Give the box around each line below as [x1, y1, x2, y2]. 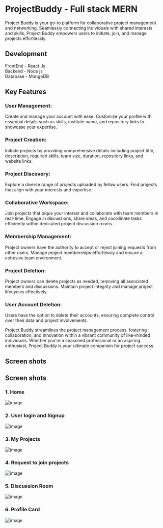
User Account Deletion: [5, 301, 62, 308]
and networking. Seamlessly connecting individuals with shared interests [5, 25, 153, 31]
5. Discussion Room [5, 483, 54, 490]
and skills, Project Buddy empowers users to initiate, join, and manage [5, 30, 147, 36]
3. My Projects [5, 435, 40, 442]
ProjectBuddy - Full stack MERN [5, 3, 138, 15]
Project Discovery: [5, 170, 51, 177]
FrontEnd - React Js [5, 63, 46, 69]
